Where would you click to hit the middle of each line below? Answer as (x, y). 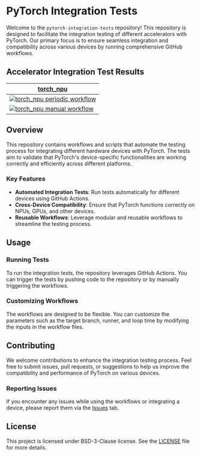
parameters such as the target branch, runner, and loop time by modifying (97, 320)
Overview (25, 130)
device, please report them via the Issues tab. (63, 407)
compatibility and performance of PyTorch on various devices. (83, 373)
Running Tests (28, 260)
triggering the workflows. (37, 285)
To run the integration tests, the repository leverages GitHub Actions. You (97, 273)
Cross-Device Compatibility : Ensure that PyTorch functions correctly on (105, 204)
